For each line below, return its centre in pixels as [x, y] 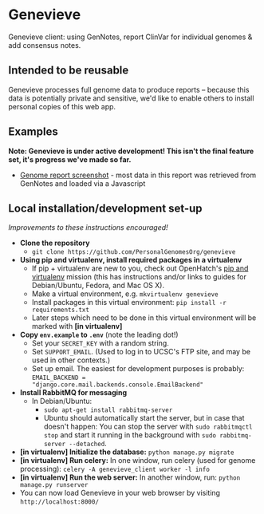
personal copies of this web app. [62, 106]
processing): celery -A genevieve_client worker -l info [114, 469]
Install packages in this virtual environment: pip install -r [129, 302]
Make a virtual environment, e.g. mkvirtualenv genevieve [125, 294]
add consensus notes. [45, 45]
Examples [33, 132]
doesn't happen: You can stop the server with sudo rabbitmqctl [148, 427]
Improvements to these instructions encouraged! [89, 227]
